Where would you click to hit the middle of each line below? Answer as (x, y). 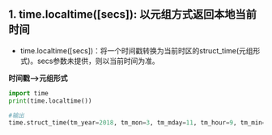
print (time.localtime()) (50, 101)
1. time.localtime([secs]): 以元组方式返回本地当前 (132, 15)
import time (28, 93)
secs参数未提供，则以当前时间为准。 (98, 61)
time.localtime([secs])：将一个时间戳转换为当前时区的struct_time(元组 (136, 50)
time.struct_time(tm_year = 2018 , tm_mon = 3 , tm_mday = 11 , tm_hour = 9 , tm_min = (137, 123)
